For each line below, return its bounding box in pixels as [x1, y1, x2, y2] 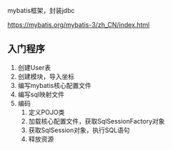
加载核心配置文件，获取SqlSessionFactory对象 [28, 116, 166, 125]
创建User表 [17, 63, 51, 71]
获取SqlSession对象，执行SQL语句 [28, 126, 131, 134]
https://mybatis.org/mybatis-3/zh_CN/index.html [7, 21, 150, 29]
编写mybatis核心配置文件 [17, 81, 91, 89]
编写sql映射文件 [17, 90, 65, 99]
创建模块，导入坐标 [17, 72, 75, 81]
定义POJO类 [28, 108, 65, 116]
